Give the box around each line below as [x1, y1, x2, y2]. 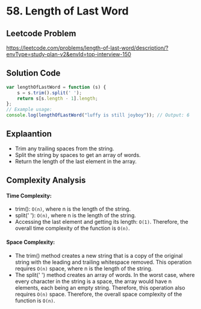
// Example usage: [6, 107, 52, 113]
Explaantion [6, 129, 52, 139]
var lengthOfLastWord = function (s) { [6, 84, 107, 90]
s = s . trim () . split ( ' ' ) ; [17, 89, 82, 96]
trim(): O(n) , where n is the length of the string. [14, 205, 131, 212]
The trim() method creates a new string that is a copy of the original [14, 252, 183, 259]
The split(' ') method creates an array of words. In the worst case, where [14, 271, 195, 278]
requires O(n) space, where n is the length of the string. [14, 264, 153, 272]
